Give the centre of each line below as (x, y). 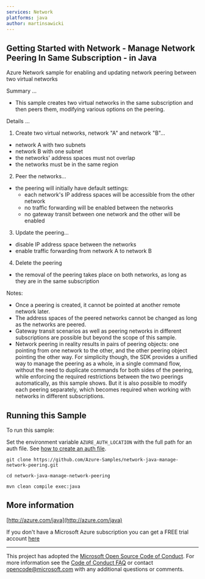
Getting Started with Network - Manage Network (101, 48)
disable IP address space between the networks (76, 244)
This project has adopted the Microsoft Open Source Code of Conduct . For (100, 556)
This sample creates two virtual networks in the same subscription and (104, 103)
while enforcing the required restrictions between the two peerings (99, 377)
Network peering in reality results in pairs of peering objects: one (97, 344)
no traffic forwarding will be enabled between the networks (99, 208)
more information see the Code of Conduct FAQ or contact (80, 562)
